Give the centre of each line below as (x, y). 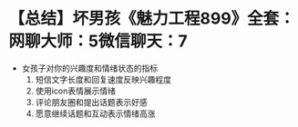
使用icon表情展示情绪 (75, 91)
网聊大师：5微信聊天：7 (98, 41)
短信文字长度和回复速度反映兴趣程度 (103, 79)
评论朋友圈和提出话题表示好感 (91, 102)
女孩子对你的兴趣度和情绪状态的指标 (90, 68)
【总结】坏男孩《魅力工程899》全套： (152, 19)
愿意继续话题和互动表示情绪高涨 (95, 113)
